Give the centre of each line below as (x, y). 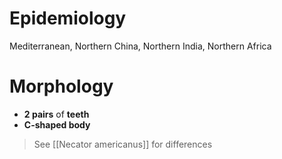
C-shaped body (57, 124)
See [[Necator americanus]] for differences (123, 144)
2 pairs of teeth (56, 114)
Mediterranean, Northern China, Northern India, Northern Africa (140, 46)
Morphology (61, 86)
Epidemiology (68, 18)
